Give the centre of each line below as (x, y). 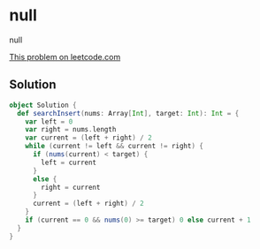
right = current (71, 187)
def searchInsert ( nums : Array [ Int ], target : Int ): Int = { (128, 113)
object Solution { (43, 105)
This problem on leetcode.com (65, 57)
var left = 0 (49, 121)
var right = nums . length (71, 130)
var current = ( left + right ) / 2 (88, 138)
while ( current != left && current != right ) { (114, 147)
